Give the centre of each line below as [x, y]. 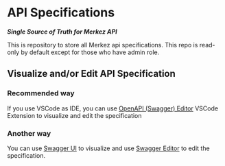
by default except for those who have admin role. [90, 52]
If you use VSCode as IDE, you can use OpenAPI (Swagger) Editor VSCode [113, 108]
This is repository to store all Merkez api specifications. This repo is [103, 45]
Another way [29, 133]
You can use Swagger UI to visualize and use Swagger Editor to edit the [109, 148]
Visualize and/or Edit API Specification [92, 74]
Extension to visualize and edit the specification [74, 115]
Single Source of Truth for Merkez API [62, 32]
